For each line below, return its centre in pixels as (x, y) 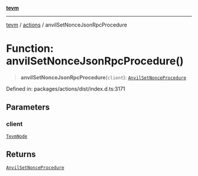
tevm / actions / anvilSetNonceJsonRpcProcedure (67, 25)
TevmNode (17, 136)
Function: (30, 49)
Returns (21, 155)
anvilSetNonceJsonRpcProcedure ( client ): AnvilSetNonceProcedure (103, 77)
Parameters (28, 107)
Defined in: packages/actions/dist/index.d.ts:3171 (66, 89)
